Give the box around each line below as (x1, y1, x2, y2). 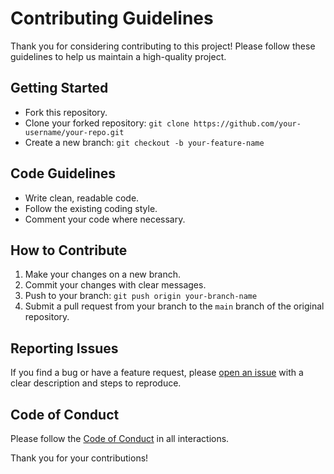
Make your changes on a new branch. (24, 268, 181, 281)
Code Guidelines (10, 165, 117, 182)
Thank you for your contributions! (10, 452, 149, 464)
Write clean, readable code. (24, 192, 140, 204)
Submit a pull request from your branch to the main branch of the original (24, 300, 325, 312)
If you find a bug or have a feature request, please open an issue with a (10, 367, 304, 379)
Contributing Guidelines (10, 7, 214, 30)
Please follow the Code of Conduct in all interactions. (10, 433, 230, 444)
